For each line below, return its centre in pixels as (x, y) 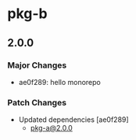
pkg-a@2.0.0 (52, 128)
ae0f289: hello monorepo (59, 82)
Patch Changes (37, 102)
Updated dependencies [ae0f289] (74, 120)
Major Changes (37, 65)
